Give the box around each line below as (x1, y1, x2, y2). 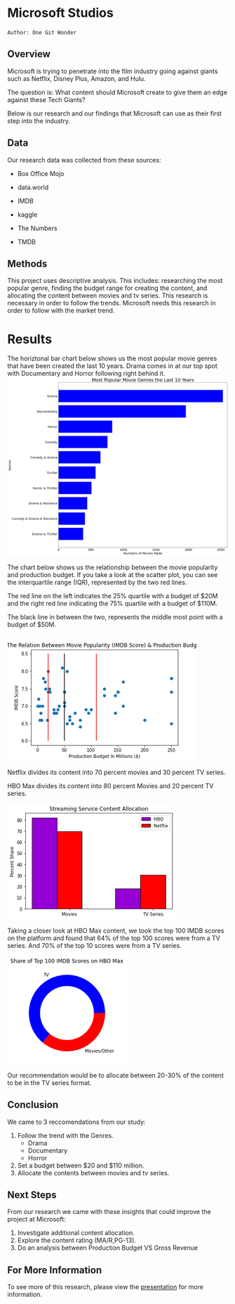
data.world (17, 183, 49, 191)
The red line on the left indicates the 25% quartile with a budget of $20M (7, 591, 218, 600)
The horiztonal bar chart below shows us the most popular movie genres (7, 354, 217, 363)
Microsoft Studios (7, 5, 114, 21)
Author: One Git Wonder (7, 29, 77, 36)
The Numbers (17, 224, 58, 232)
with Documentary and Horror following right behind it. (7, 369, 166, 378)
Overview (7, 48, 51, 61)
